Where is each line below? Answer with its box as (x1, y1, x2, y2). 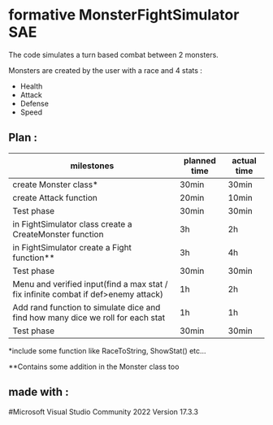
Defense (19, 98, 49, 108)
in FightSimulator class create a (12, 218, 132, 229)
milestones (70, 160, 115, 171)
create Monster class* (12, 179, 99, 190)
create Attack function (12, 192, 97, 203)
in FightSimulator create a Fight (12, 241, 132, 253)
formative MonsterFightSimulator (8, 6, 240, 24)
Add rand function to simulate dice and (12, 301, 161, 313)
